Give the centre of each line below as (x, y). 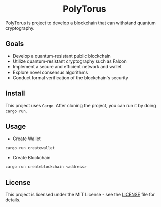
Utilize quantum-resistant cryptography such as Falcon (69, 61)
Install (15, 93)
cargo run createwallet (30, 148)
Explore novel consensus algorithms (50, 72)
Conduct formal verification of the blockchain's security (70, 77)
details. (13, 200)
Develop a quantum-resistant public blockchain (61, 56)
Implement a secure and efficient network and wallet (67, 66)
